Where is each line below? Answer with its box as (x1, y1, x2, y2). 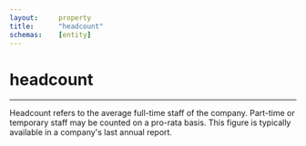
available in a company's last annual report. (9, 127, 173, 138)
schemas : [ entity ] (9, 30, 92, 39)
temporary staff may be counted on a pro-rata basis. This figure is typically (9, 117, 291, 128)
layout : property (9, 13, 92, 23)
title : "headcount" (9, 22, 104, 31)
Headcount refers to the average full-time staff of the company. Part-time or (9, 108, 295, 119)
